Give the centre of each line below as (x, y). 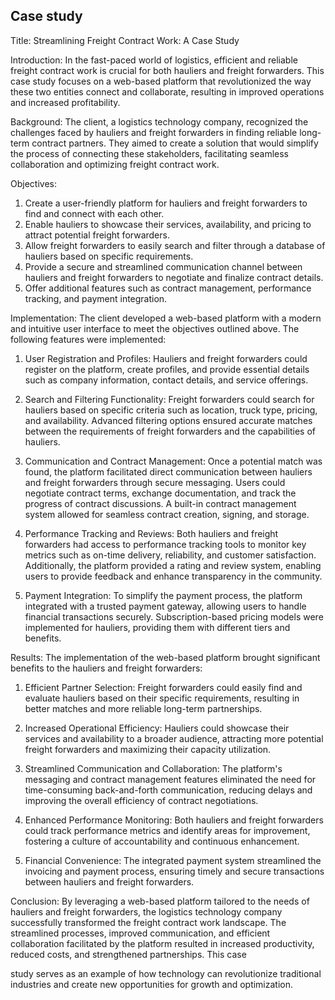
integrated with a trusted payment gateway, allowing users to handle (165, 606)
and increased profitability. (65, 102)
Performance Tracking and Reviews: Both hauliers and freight (151, 533)
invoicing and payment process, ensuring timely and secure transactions (174, 871)
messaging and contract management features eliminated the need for (170, 779)
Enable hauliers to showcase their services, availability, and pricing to (168, 224)
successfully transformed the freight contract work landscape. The (148, 922)
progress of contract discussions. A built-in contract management (160, 503)
